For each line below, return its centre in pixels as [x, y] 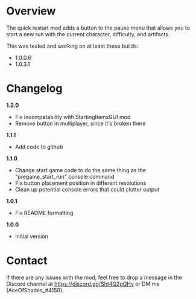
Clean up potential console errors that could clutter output [87, 189]
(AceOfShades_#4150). [35, 290]
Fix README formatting [44, 213]
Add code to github [39, 147]
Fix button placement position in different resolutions [81, 183]
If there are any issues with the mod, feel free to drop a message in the [94, 277]
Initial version [31, 236]
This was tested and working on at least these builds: [72, 46]
